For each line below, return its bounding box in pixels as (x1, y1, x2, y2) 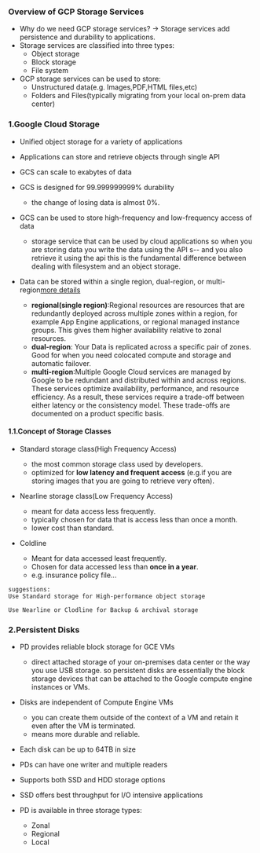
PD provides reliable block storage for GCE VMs (19, 642, 175, 652)
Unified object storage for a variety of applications (19, 137, 183, 146)
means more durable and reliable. (31, 730, 141, 739)
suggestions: (8, 585, 51, 593)
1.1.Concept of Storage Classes (8, 426, 112, 436)
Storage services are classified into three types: (19, 41, 175, 50)
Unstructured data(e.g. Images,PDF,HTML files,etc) (31, 82, 198, 92)
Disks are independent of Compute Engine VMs (19, 697, 174, 707)
